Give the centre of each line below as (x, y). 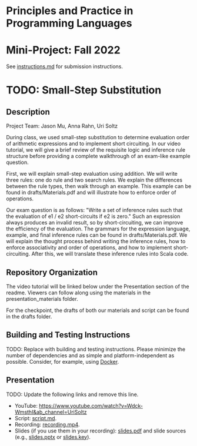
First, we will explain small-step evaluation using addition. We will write (92, 174)
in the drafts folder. (29, 316)
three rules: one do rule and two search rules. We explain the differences (94, 180)
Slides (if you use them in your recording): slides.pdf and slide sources (100, 431)
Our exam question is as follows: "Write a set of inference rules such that (94, 210)
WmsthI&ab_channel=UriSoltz (51, 412)
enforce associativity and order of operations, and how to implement (89, 247)
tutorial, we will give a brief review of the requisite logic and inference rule (96, 150)
